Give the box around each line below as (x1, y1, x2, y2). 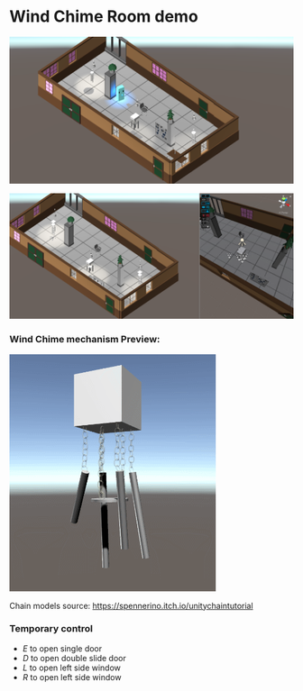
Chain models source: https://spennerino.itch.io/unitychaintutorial (9, 600, 254, 611)
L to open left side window (22, 662, 122, 673)
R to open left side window (22, 671, 122, 682)
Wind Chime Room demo (9, 6, 198, 27)
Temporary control (9, 623, 93, 635)
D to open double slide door (22, 652, 126, 663)
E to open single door (22, 642, 103, 654)
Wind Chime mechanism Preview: (9, 333, 161, 346)
